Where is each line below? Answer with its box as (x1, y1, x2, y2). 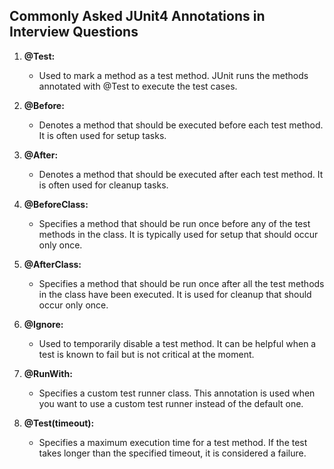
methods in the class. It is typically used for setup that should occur (38, 228, 319, 240)
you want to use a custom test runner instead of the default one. (38, 397, 304, 409)
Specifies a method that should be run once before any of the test (38, 217, 311, 229)
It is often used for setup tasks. (38, 129, 167, 141)
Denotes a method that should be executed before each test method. (38, 119, 324, 131)
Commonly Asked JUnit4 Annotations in (9, 8, 266, 25)
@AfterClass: (23, 258, 82, 270)
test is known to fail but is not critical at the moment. (38, 348, 255, 360)
